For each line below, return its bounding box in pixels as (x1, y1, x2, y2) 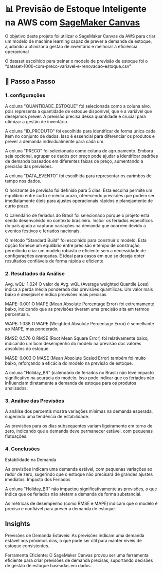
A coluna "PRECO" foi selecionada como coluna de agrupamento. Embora (5, 148, 153, 153)
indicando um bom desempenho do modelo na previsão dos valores (5, 340, 142, 346)
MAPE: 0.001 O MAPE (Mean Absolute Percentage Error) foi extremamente (5, 301, 155, 307)
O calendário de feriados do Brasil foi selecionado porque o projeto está (5, 212, 149, 218)
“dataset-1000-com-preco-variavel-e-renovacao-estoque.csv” (5, 63, 131, 69)
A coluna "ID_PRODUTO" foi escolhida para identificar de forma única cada (5, 128, 156, 134)
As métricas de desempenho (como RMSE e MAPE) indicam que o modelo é (5, 500, 158, 506)
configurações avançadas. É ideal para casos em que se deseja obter (5, 253, 145, 259)
